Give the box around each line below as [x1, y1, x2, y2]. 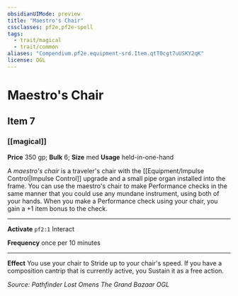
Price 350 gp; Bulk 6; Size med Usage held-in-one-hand [7, 153, 174, 161]
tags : [7, 30, 23, 38]
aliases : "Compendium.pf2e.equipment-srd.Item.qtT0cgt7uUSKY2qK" [7, 50, 204, 57]
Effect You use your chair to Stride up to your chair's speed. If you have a [7, 258, 222, 267]
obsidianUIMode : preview [7, 10, 81, 18]
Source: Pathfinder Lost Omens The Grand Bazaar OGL [7, 280, 170, 288]
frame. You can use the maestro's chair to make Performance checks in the [7, 182, 228, 190]
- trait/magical [13, 37, 62, 44]
